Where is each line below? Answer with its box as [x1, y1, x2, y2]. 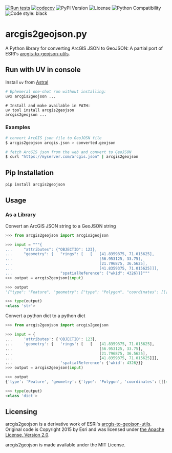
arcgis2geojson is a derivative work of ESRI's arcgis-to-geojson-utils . [5, 421, 152, 427]
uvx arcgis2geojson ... [5, 94, 56, 99]
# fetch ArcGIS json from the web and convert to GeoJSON [5, 149, 132, 155]
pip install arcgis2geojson [5, 182, 66, 187]
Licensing [5, 407, 37, 416]
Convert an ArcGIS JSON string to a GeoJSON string [5, 223, 116, 229]
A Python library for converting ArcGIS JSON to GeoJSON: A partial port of [5, 45, 163, 51]
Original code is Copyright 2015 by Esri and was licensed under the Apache [5, 426, 165, 433]
